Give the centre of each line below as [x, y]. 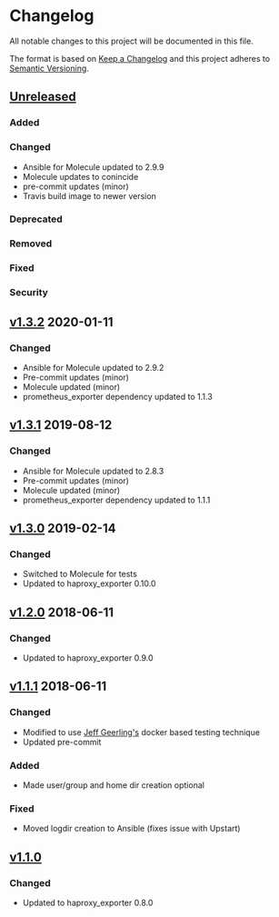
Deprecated [36, 219]
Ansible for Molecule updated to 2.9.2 [93, 367]
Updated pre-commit [62, 742]
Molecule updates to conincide [80, 176]
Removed [31, 244]
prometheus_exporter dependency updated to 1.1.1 [116, 500]
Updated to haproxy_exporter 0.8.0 [88, 902]
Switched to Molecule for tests [80, 574]
